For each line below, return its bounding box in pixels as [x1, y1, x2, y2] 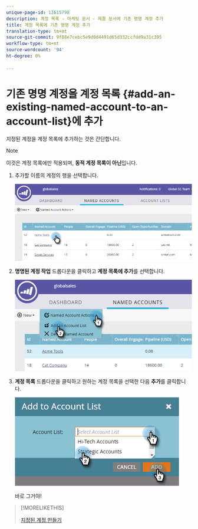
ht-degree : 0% [6, 53, 41, 59]
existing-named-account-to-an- [6, 100, 169, 113]
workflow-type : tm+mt [6, 41, 60, 47]
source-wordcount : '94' [6, 47, 65, 53]
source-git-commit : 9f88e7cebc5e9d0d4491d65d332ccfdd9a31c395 [6, 34, 162, 41]
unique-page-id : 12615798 [6, 9, 70, 15]
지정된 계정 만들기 [20, 517, 62, 524]
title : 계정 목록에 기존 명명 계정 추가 [6, 22, 91, 28]
